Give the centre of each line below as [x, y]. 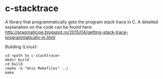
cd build [14, 64]
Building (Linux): [21, 47]
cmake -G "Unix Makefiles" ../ [37, 68]
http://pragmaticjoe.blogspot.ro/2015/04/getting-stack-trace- [67, 32]
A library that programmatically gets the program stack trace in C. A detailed [81, 22]
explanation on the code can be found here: [49, 27]
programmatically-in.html [30, 37]
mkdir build [17, 60]
